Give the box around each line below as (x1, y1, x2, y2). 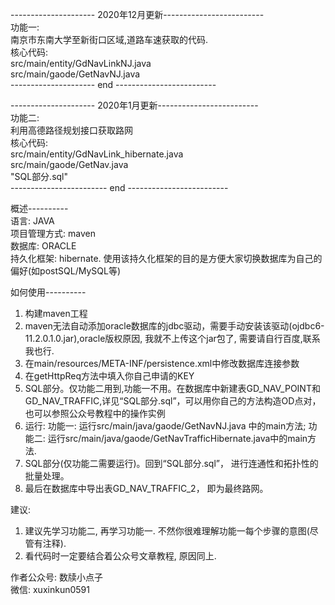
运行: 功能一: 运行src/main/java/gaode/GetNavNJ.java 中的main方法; (24, 420, 307, 432)
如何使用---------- (10, 286, 87, 298)
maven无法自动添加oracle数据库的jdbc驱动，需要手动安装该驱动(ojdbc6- (24, 320, 325, 332)
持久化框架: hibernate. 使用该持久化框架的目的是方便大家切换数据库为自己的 (10, 253, 323, 264)
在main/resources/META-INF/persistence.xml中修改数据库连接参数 (24, 358, 300, 369)
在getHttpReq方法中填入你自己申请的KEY (24, 370, 195, 382)
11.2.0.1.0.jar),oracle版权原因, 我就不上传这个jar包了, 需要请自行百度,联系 (24, 333, 321, 344)
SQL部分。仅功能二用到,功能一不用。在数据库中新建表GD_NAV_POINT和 (24, 383, 321, 394)
